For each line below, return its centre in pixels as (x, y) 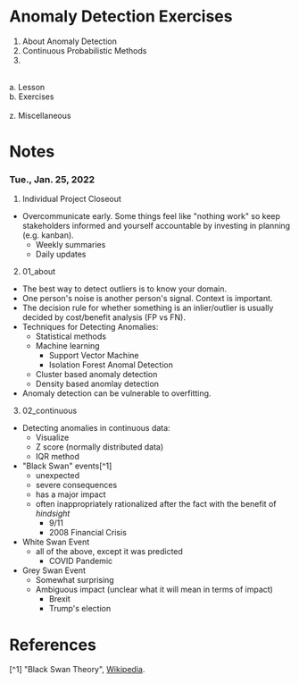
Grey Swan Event (54, 570)
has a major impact (71, 494)
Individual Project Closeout (72, 199)
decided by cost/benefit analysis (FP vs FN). (104, 317)
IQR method (58, 457)
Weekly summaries (71, 245)
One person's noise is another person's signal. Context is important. (147, 299)
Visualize (52, 438)
